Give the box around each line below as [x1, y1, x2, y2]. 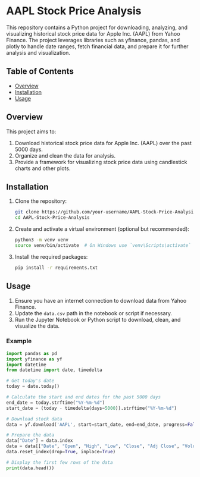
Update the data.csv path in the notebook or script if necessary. [14, 309, 173, 316]
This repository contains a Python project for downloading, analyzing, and [6, 24, 187, 31]
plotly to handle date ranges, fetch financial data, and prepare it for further [6, 43, 189, 50]
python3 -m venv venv [14, 237, 69, 243]
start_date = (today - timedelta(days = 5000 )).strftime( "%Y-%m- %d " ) [6, 405, 177, 411]
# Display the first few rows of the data [6, 459, 113, 465]
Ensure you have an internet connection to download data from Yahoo [14, 297, 187, 304]
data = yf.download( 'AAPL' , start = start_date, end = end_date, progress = [6, 421, 187, 428]
